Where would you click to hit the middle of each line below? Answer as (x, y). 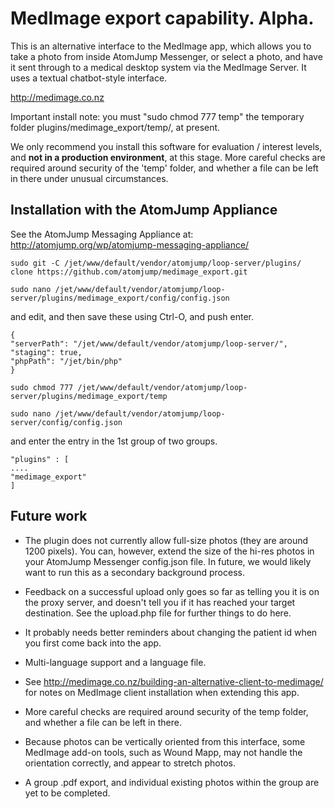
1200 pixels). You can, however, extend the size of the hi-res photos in (169, 551)
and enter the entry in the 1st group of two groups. (114, 441)
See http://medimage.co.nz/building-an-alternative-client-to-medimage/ (174, 681)
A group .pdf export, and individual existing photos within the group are (172, 782)
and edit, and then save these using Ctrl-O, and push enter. (132, 316)
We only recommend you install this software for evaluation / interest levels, (166, 146)
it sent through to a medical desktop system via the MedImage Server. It (158, 67)
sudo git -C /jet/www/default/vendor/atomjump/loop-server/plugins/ (156, 263)
